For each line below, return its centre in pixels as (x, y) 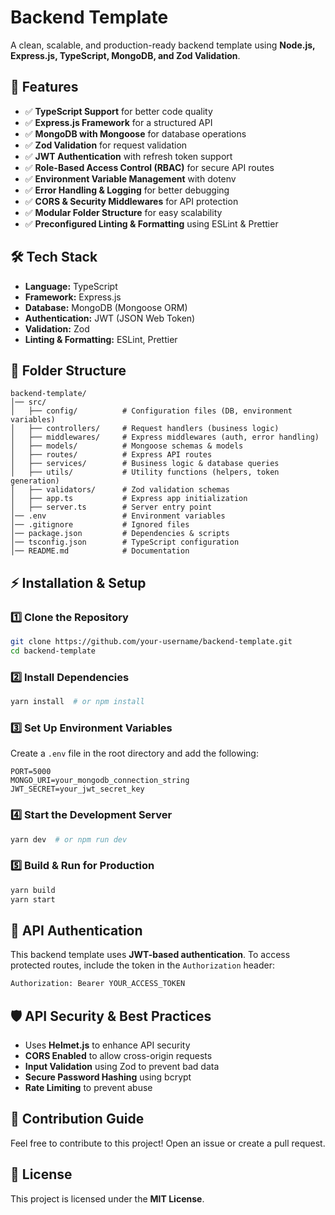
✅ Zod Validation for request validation (106, 145)
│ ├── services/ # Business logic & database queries (145, 464)
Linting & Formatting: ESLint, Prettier (101, 339)
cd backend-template (53, 651)
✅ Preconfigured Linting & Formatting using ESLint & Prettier (151, 223)
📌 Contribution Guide (77, 1119)
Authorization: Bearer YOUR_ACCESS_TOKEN (98, 984)
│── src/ (28, 402)
